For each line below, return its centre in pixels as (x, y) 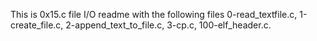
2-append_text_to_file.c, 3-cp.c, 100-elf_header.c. (168, 25)
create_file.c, (37, 25)
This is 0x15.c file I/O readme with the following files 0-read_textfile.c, (154, 14)
